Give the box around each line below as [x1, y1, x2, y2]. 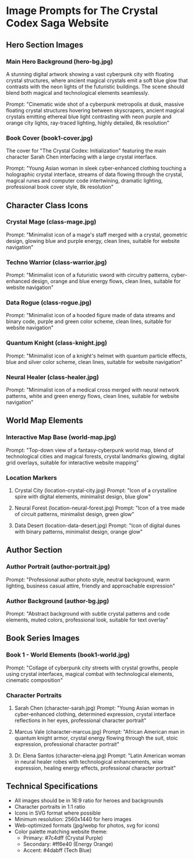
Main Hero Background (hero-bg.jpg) [6, 57, 114, 66]
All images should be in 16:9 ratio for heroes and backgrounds [14, 797, 164, 804]
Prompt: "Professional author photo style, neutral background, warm [6, 576, 170, 583]
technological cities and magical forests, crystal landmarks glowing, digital [6, 452, 185, 460]
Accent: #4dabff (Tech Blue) [23, 847, 92, 854]
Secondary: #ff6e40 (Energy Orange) [23, 840, 114, 847]
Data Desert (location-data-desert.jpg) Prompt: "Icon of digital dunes [14, 522, 181, 529]
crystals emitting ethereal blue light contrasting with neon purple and [6, 113, 172, 120]
